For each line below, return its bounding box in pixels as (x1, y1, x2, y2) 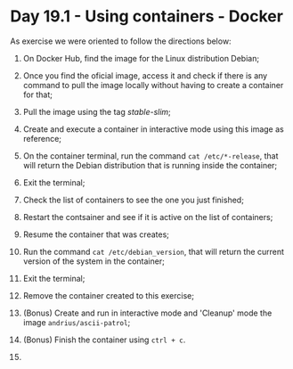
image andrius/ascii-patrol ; (22, 316, 131, 327)
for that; (22, 89, 53, 100)
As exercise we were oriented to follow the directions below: (10, 36, 232, 46)
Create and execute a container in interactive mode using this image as (22, 123, 284, 135)
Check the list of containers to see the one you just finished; (22, 194, 244, 205)
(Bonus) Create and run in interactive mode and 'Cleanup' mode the (22, 307, 273, 318)
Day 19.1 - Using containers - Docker (10, 6, 284, 27)
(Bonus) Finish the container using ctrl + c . (22, 334, 186, 345)
